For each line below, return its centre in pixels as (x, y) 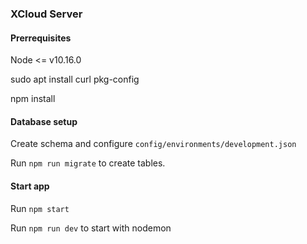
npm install (33, 99)
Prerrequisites (41, 38)
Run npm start (40, 208)
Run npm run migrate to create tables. (88, 163)
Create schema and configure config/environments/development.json (153, 144)
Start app (30, 186)
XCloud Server (46, 14)
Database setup (44, 121)
